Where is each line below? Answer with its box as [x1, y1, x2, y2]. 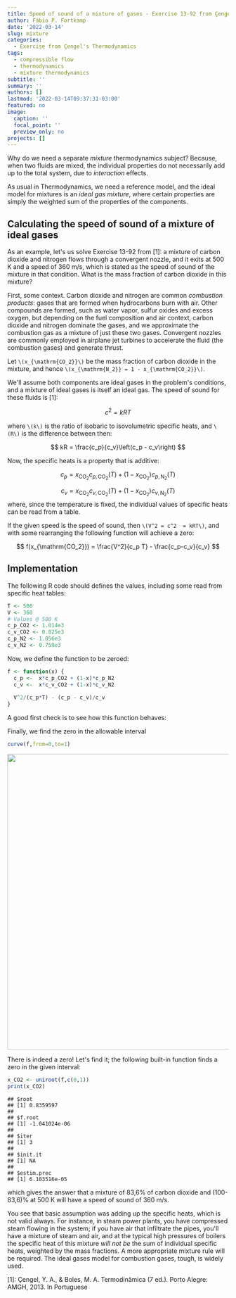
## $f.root [7, 1114, 39, 1121]
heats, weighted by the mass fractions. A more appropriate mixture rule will [7, 1247, 225, 1255]
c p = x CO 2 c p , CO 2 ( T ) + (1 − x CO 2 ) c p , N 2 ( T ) [60, 470, 176, 481]
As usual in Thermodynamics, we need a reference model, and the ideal [7, 182, 216, 191]
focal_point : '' [13, 121, 61, 129]
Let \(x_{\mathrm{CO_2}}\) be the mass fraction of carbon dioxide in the [7, 357, 216, 366]
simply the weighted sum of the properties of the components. [7, 198, 188, 206]
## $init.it [7, 1151, 42, 1158]
